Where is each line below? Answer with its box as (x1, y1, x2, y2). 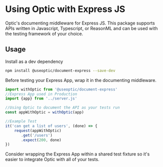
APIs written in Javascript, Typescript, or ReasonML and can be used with (5, 25, 158, 31)
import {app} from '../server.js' (5, 96, 78, 101)
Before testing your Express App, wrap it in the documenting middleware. (5, 77, 157, 83)
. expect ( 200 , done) (21, 137, 62, 142)
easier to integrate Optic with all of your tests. (5, 156, 99, 162)
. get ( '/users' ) (21, 132, 53, 138)
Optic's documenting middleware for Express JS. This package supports (5, 20, 155, 26)
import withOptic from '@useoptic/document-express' (5, 86, 118, 92)
